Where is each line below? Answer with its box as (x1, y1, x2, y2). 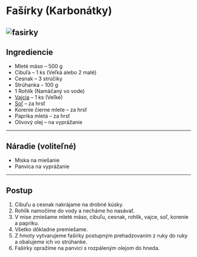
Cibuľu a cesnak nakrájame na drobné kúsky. (14, 201, 124, 208)
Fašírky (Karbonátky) (6, 4, 113, 18)
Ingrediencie (6, 47, 53, 57)
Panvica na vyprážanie (14, 163, 70, 170)
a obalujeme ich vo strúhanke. (14, 238, 88, 245)
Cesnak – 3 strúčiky (14, 75, 63, 83)
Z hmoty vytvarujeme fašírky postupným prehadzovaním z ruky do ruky (14, 232, 188, 239)
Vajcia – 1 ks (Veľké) (14, 94, 63, 101)
